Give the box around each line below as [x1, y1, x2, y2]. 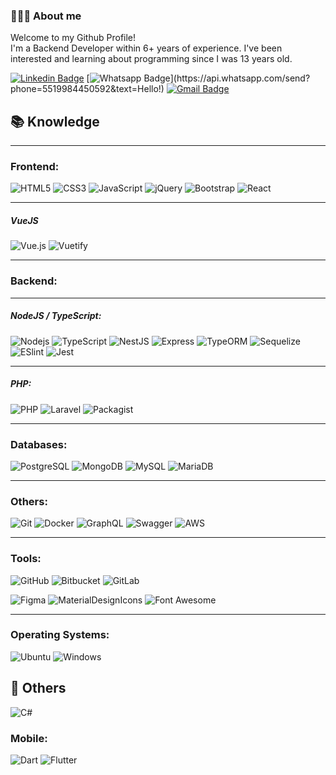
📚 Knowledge [10, 113, 100, 130]
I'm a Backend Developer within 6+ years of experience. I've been [10, 42, 283, 54]
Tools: [10, 552, 42, 566]
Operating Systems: [10, 628, 110, 642]
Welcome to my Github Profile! [10, 32, 137, 44]
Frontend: [10, 160, 60, 174]
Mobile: [10, 731, 48, 745]
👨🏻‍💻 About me [10, 9, 82, 23]
